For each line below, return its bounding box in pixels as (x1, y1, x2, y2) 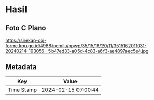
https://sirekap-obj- (5, 37, 47, 43)
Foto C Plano (5, 24, 46, 32)
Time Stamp (8, 86, 37, 93)
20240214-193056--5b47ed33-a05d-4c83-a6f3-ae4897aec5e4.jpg (5, 48, 149, 54)
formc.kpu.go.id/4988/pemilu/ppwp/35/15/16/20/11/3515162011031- (5, 43, 147, 49)
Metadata (5, 62, 37, 72)
